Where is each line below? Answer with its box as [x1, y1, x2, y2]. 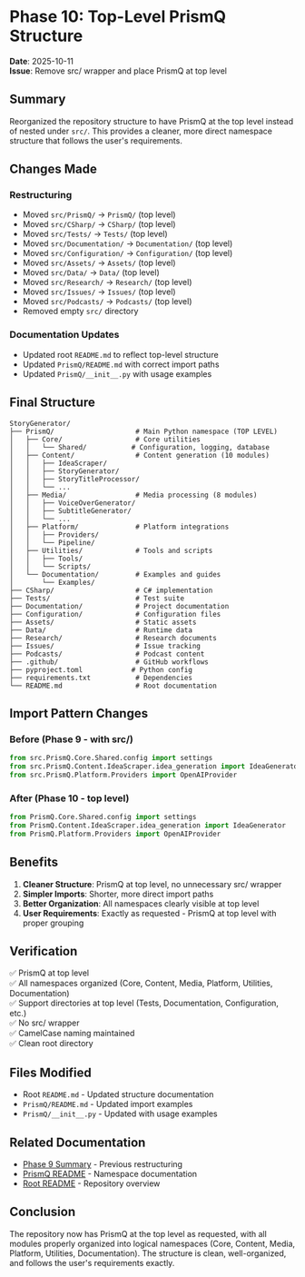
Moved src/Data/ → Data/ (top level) [22, 267, 161, 278]
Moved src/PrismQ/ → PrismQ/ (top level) [22, 209, 176, 220]
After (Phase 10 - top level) [9, 792, 130, 805]
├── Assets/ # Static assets [9, 618, 197, 627]
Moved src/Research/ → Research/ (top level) [22, 277, 192, 288]
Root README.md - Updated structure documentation [22, 1089, 214, 1100]
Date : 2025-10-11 [9, 55, 74, 66]
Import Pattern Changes [9, 706, 148, 721]
